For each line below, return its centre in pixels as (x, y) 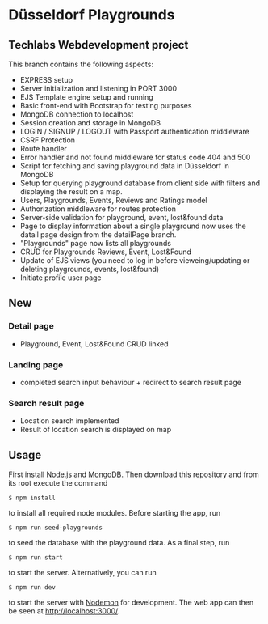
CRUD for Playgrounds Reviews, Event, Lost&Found (106, 252)
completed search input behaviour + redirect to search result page (131, 382)
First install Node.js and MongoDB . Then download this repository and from (134, 474)
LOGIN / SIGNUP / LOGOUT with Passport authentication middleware (135, 132)
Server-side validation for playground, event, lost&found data (121, 217)
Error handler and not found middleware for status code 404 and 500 (135, 157)
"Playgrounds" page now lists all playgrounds (96, 243)
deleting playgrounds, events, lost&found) (90, 269)
